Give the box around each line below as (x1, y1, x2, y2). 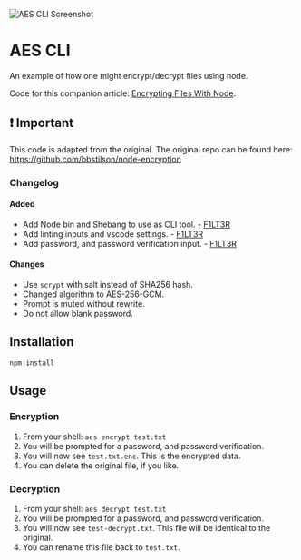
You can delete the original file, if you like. (22, 459, 180, 471)
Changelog (9, 176, 59, 189)
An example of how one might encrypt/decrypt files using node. (9, 70, 248, 81)
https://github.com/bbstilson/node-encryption (9, 153, 181, 164)
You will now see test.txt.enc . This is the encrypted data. (22, 450, 241, 461)
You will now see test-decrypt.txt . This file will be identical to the (22, 522, 271, 533)
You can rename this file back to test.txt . (22, 541, 180, 553)
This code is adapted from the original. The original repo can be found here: (9, 143, 293, 154)
